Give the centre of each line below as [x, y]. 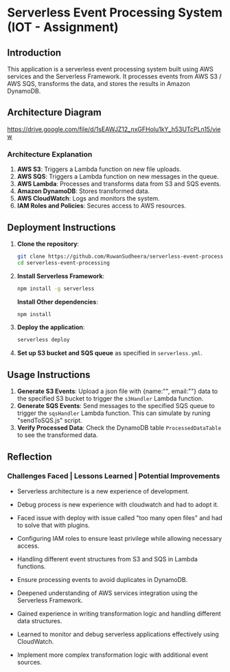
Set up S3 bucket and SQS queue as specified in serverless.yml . [110, 353]
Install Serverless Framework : [61, 276]
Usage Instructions [49, 375]
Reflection [30, 457]
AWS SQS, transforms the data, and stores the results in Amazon [99, 83]
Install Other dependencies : [57, 302]
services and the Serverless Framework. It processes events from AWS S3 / [114, 76]
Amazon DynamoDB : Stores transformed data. [83, 191]
